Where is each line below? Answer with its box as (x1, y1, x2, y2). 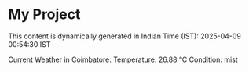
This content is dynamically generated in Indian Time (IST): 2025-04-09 (8, 31, 242, 41)
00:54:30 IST (8, 39, 51, 49)
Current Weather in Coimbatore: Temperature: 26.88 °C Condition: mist (8, 55, 238, 64)
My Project (8, 5, 81, 23)
